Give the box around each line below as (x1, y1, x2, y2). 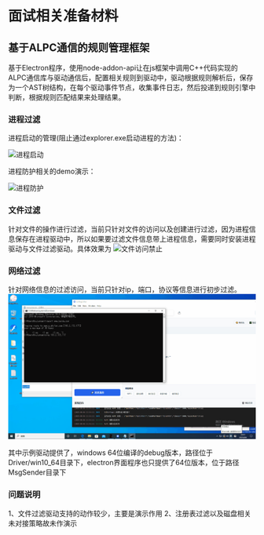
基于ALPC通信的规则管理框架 (8, 41, 150, 54)
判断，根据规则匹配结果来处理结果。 (8, 93, 126, 102)
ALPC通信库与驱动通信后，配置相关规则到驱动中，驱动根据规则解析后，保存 (8, 73, 254, 82)
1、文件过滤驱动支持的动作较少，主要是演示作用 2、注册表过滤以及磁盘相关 (8, 508, 251, 518)
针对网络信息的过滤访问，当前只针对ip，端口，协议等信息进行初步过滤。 (8, 284, 241, 294)
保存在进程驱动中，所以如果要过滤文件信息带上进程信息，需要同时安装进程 (14, 234, 256, 243)
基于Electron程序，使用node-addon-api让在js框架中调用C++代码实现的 (8, 64, 238, 72)
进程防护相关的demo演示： (8, 166, 96, 177)
